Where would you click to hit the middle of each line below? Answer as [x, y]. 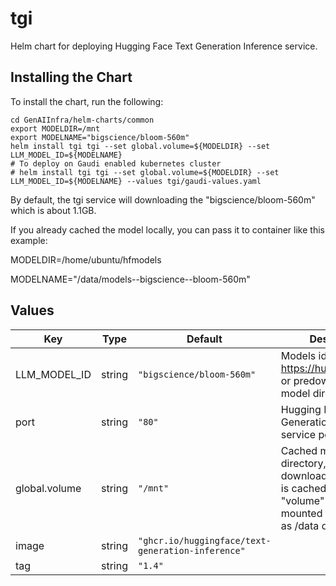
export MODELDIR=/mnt [55, 128]
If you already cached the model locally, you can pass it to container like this [167, 229]
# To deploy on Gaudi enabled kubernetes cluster [116, 163]
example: [29, 240]
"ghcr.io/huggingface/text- [204, 540]
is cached [303, 488]
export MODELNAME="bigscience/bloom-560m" [100, 137]
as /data [300, 525]
